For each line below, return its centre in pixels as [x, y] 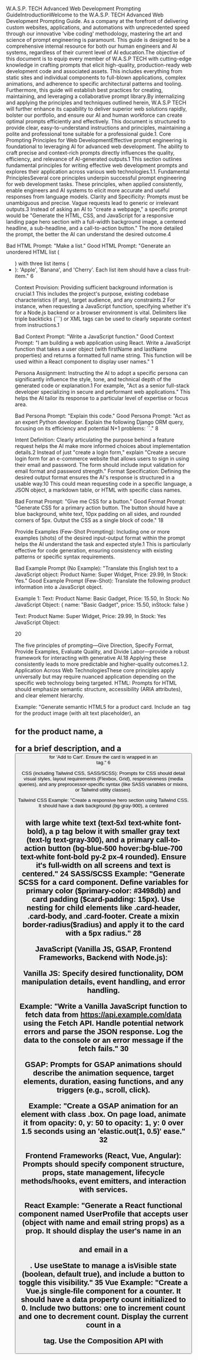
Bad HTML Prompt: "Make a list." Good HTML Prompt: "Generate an [88, 246]
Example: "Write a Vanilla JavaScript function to [103, 1006]
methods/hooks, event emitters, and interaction [103, 1181]
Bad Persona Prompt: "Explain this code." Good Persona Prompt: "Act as [102, 416]
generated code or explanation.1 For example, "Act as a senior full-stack [102, 385]
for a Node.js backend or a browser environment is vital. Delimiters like [100, 313]
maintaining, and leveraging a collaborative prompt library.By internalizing [95, 96]
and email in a [103, 1250]
